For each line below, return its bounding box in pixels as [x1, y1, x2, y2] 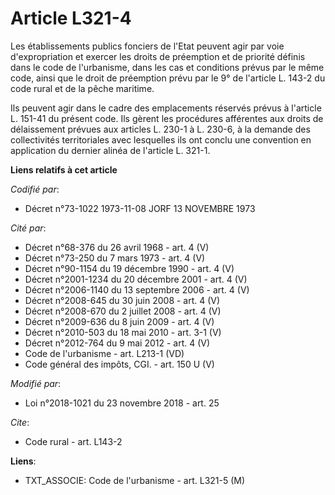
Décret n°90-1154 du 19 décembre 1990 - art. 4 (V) [24, 262, 235, 274]
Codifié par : [10, 183, 60, 195]
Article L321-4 [10, 7, 132, 30]
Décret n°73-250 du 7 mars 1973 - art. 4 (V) [24, 252, 206, 264]
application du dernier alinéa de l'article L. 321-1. [10, 144, 211, 156]
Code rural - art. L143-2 [24, 435, 123, 447]
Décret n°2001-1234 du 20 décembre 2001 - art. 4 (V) [24, 273, 248, 285]
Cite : [10, 416, 30, 428]
